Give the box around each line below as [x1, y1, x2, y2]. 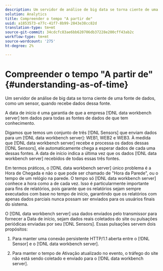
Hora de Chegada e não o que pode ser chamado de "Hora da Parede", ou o [5, 170, 159, 176]
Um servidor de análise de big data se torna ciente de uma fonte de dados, [5, 95, 156, 101]
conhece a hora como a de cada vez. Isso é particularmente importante [5, 180, 149, 186]
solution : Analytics [5, 12, 47, 17]
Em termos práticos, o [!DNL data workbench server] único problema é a [5, 165, 151, 171]
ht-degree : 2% [5, 43, 34, 48]
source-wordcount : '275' [5, 39, 56, 44]
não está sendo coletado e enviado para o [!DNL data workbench [12, 255, 144, 261]
